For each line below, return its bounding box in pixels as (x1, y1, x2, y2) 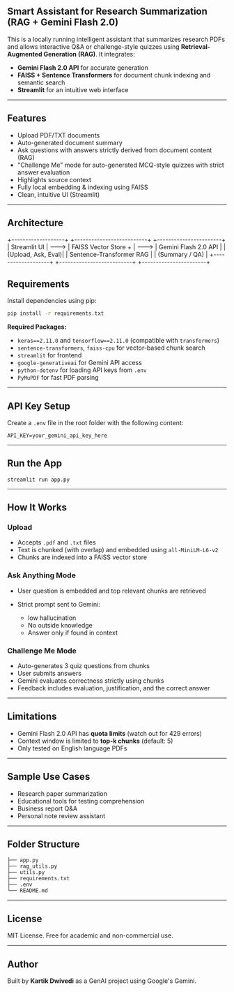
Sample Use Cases (7, 771, 91, 783)
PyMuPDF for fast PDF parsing (17, 373, 99, 382)
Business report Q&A (17, 804, 78, 813)
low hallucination (27, 614, 77, 622)
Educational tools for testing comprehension (17, 797, 145, 805)
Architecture (7, 217, 64, 229)
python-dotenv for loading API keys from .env (17, 366, 147, 374)
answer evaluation (17, 168, 70, 177)
